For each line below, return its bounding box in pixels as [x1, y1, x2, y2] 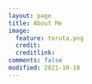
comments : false [8, 57, 62, 65]
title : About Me [8, 19, 62, 27]
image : [8, 26, 30, 34]
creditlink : [15, 49, 56, 57]
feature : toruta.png [15, 34, 84, 42]
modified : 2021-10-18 [8, 64, 81, 72]
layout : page [8, 11, 52, 20]
